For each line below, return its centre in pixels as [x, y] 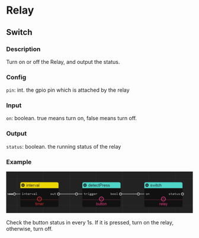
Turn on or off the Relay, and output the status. [63, 62]
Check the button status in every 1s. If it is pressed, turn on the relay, [90, 222]
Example [19, 162]
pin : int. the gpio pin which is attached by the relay [68, 90]
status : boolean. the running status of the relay [64, 146]
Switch [19, 32]
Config [16, 77]
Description [23, 49]
